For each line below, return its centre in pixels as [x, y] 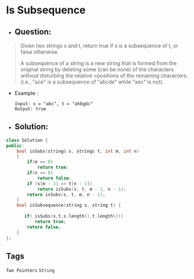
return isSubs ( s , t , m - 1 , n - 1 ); [82, 189]
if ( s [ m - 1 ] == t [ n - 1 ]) [60, 184]
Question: [33, 32]
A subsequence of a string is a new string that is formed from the [98, 63]
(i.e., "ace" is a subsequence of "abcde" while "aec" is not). [92, 82]
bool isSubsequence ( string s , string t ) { [69, 205]
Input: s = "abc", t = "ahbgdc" [54, 104]
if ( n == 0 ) [40, 173]
